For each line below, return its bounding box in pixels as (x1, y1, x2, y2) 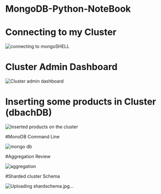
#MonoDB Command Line (5, 134, 60, 139)
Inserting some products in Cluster (5, 96, 156, 108)
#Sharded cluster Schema (5, 173, 60, 179)
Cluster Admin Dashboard (5, 61, 118, 73)
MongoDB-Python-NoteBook (5, 3, 131, 15)
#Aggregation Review (5, 154, 51, 159)
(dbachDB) (5, 107, 52, 118)
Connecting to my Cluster (5, 27, 117, 38)
